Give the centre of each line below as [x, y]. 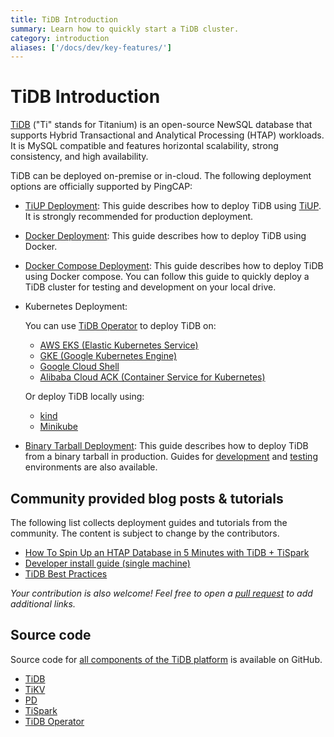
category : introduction [60, 38]
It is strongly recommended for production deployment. [139, 217]
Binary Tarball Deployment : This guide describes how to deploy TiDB [166, 446]
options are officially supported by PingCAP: [101, 187]
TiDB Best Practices [66, 574]
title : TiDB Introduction [64, 19]
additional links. [43, 604]
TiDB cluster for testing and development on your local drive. [150, 287]
